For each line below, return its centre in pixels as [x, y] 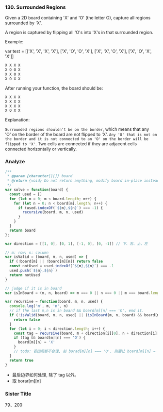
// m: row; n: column [27, 252]
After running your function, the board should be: [54, 88]
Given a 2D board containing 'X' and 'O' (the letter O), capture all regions [78, 18]
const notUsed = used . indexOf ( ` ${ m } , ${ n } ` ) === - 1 [62, 266]
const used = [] [26, 194]
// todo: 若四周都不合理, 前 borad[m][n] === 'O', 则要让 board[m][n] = [85, 351]
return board [23, 230]
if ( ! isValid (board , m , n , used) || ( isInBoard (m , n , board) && [76, 315]
